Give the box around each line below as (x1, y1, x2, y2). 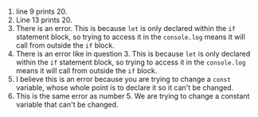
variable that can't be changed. (15, 99, 119, 109)
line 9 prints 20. (15, 7, 68, 16)
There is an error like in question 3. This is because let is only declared (15, 49, 251, 58)
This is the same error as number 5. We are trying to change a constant (15, 92, 250, 100)
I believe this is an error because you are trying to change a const (15, 75, 231, 84)
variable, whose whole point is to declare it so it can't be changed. (15, 83, 234, 92)
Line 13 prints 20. (15, 15, 73, 25)
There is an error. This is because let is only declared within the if (15, 24, 236, 33)
